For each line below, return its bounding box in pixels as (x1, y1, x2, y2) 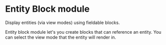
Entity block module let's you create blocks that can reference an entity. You (5, 29, 162, 35)
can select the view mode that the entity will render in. (5, 34, 116, 40)
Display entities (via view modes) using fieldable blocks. (5, 20, 120, 25)
